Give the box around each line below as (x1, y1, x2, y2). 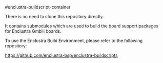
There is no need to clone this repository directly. (5, 14, 104, 19)
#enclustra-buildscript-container (5, 4, 71, 10)
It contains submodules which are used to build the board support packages (5, 23, 159, 29)
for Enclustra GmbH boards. (5, 28, 61, 34)
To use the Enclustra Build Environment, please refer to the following (5, 38, 143, 43)
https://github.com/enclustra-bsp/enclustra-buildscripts (5, 52, 118, 58)
